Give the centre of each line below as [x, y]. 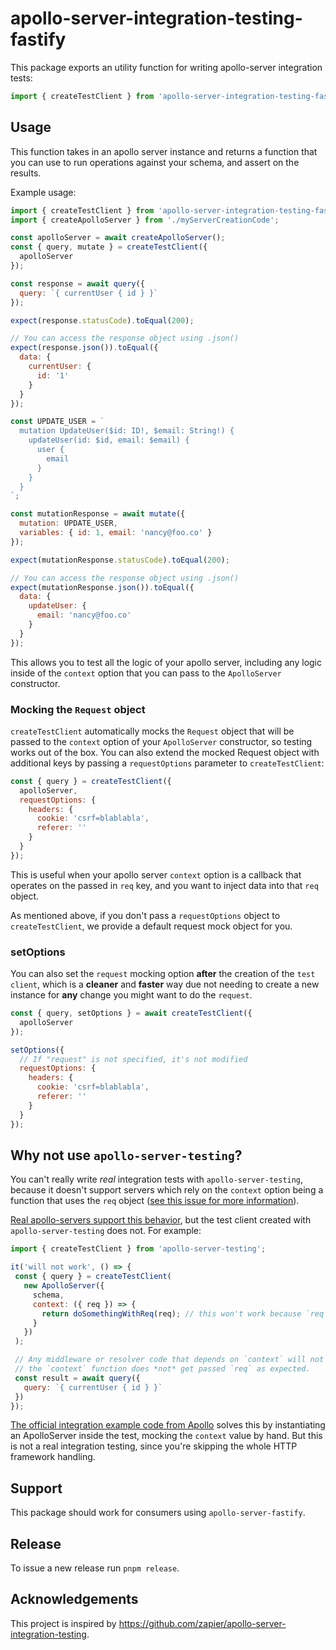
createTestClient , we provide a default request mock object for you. [151, 926]
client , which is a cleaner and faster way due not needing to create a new [165, 984]
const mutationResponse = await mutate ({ [98, 514]
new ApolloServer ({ [64, 1286]
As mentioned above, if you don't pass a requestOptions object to [145, 915]
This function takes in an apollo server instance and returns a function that [164, 151]
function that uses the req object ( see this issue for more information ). [155, 1201]
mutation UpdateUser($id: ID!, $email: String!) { [127, 431]
